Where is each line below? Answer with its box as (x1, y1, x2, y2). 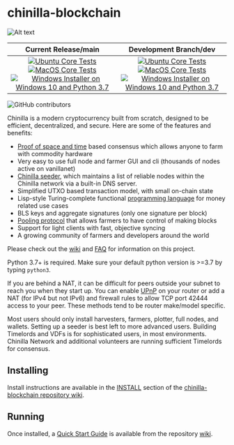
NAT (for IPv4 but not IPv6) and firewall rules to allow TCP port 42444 (7, 294, 208, 302)
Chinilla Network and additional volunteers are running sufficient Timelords (7, 337, 222, 345)
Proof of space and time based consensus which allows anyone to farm (17, 142, 223, 151)
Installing (7, 365, 49, 377)
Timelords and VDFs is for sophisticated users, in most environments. (7, 329, 207, 338)
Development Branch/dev (128, 44, 216, 54)
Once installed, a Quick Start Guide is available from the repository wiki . (7, 429, 213, 437)
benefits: (7, 128, 33, 137)
